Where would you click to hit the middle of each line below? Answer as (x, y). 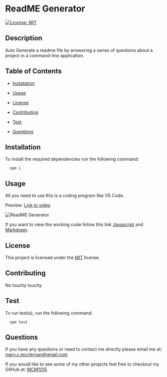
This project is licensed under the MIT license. (53, 258)
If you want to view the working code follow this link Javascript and (74, 224)
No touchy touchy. (24, 285)
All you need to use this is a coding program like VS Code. (65, 195)
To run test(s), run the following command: (49, 313)
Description (24, 38)
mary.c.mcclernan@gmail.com (37, 355)
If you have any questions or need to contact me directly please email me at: (83, 349)
